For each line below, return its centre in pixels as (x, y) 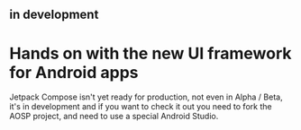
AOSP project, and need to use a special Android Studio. (114, 117)
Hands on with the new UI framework (150, 53)
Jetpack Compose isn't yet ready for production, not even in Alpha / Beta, (146, 97)
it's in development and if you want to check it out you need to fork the (141, 107)
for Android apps (74, 72)
